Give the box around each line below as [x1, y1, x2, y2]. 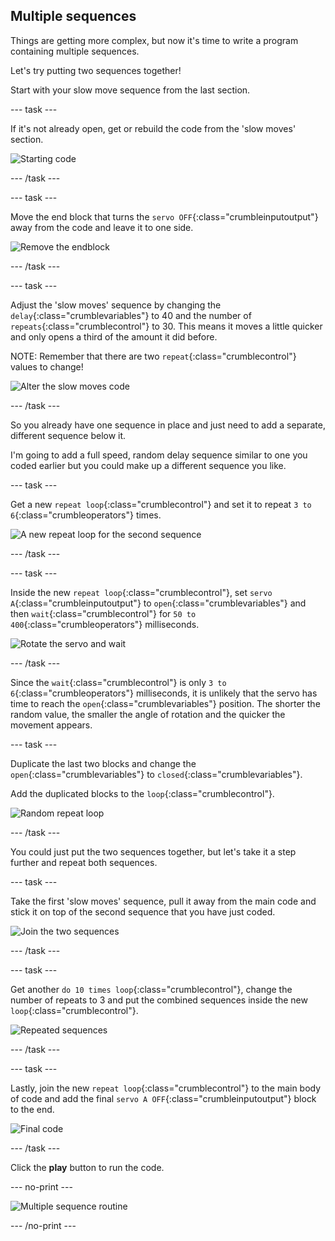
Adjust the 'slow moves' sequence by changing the [10, 299, 222, 311]
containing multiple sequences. [10, 45, 140, 57]
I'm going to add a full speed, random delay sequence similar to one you [10, 449, 308, 461]
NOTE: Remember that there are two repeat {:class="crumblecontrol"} [10, 350, 297, 362]
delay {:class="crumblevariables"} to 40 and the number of [10, 309, 252, 321]
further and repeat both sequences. [10, 856, 158, 868]
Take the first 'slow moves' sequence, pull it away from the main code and [10, 895, 317, 907]
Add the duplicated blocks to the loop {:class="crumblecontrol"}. [10, 787, 275, 799]
